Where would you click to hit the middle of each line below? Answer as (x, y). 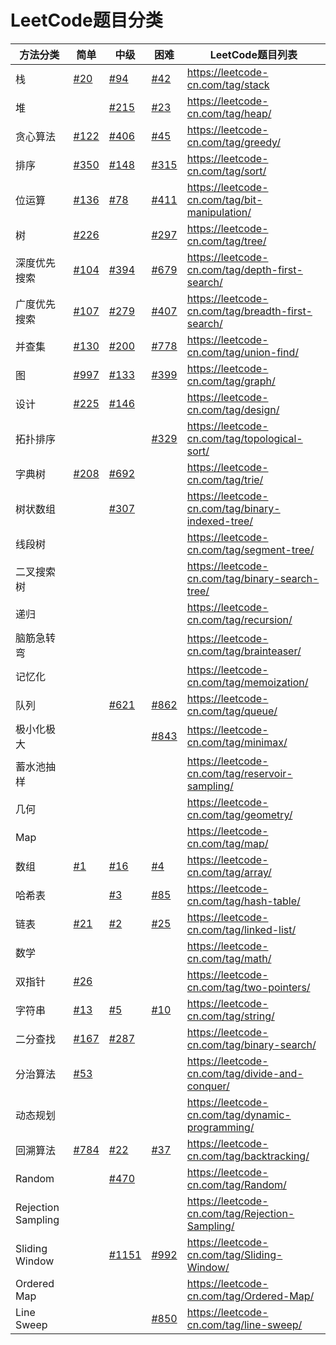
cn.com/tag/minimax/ (237, 742)
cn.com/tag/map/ (227, 843)
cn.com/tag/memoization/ (247, 682)
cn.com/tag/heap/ (229, 113)
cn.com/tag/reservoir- (239, 773)
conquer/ (208, 1086)
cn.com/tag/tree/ (226, 241)
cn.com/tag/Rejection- (240, 1213)
